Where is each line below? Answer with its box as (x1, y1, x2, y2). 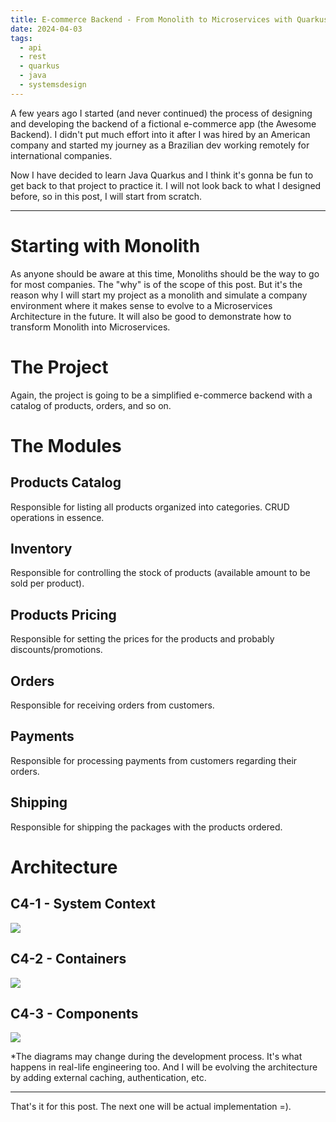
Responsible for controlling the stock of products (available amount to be (10, 567, 311, 579)
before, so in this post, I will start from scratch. (10, 190, 203, 202)
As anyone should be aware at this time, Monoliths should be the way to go (10, 267, 320, 280)
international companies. (10, 149, 113, 161)
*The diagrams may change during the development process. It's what (10, 1051, 303, 1063)
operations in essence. (10, 511, 105, 523)
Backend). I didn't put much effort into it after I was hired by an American (10, 128, 311, 140)
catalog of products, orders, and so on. (10, 399, 172, 411)
